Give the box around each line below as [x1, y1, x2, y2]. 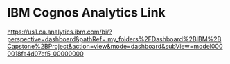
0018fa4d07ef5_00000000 [7, 50, 85, 58]
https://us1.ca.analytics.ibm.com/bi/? [7, 28, 112, 36]
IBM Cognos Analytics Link [7, 5, 166, 21]
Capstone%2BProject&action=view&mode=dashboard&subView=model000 [7, 42, 223, 50]
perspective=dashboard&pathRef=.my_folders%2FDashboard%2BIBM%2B [7, 34, 222, 43]
